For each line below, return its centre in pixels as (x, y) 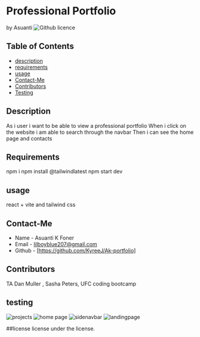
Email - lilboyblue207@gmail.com (56, 244)
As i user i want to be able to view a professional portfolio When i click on (96, 125)
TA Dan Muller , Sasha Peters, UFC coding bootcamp (71, 284)
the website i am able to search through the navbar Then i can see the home (100, 132)
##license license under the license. (51, 328)
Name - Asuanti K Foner (44, 238)
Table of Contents (40, 46)
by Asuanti (19, 27)
